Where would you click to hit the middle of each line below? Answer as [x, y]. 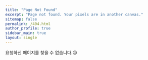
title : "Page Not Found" [31, 10]
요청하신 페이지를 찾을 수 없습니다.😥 [41, 52]
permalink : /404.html [28, 24]
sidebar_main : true [26, 33]
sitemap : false [21, 19]
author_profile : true [28, 28]
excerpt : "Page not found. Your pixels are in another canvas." [74, 14]
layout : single [21, 38]
